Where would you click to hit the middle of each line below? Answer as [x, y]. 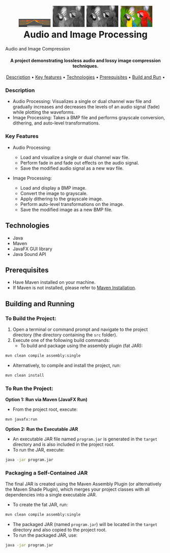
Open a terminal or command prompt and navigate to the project [80, 330]
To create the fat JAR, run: [40, 505]
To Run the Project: [29, 388]
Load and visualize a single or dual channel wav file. [75, 157]
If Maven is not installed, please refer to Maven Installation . [74, 288]
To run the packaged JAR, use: [45, 535]
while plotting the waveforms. [44, 112]
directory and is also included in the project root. [64, 444]
